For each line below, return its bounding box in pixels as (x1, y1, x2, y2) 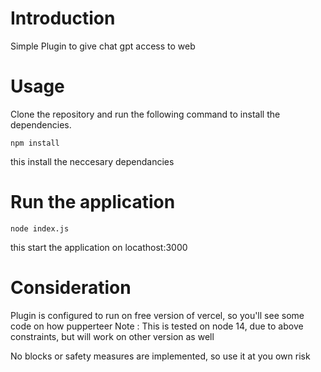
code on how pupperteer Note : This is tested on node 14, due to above (10, 320, 304, 332)
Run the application (10, 191, 176, 214)
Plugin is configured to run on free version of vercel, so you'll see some (10, 309, 305, 321)
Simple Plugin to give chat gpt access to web (10, 40, 196, 52)
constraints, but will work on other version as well (10, 330, 215, 342)
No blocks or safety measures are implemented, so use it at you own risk (10, 350, 311, 362)
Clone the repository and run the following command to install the (10, 108, 281, 120)
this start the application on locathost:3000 (10, 241, 188, 253)
